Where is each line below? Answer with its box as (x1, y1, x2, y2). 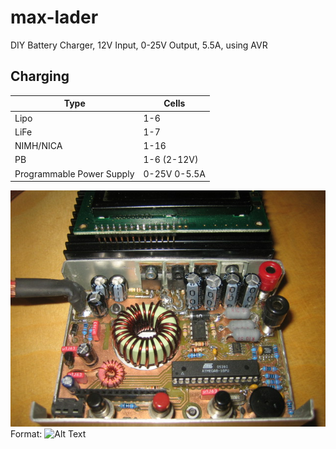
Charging (10, 68, 70, 85)
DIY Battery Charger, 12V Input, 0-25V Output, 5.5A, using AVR (10, 39, 268, 51)
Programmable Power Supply (14, 167, 135, 180)
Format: (10, 428, 43, 440)
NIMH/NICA (14, 140, 63, 151)
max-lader (10, 6, 99, 29)
